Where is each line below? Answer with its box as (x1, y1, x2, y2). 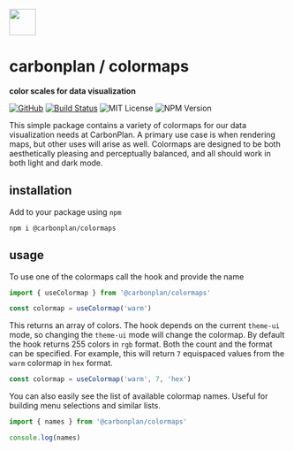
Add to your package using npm (9, 206, 122, 217)
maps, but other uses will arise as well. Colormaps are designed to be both (9, 138, 281, 149)
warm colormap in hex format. (9, 358, 113, 369)
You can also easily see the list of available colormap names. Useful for (9, 391, 268, 401)
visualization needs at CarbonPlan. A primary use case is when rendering (9, 129, 276, 140)
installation (9, 183, 72, 198)
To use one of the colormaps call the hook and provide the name (9, 271, 245, 282)
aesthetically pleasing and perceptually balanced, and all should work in (9, 148, 271, 158)
